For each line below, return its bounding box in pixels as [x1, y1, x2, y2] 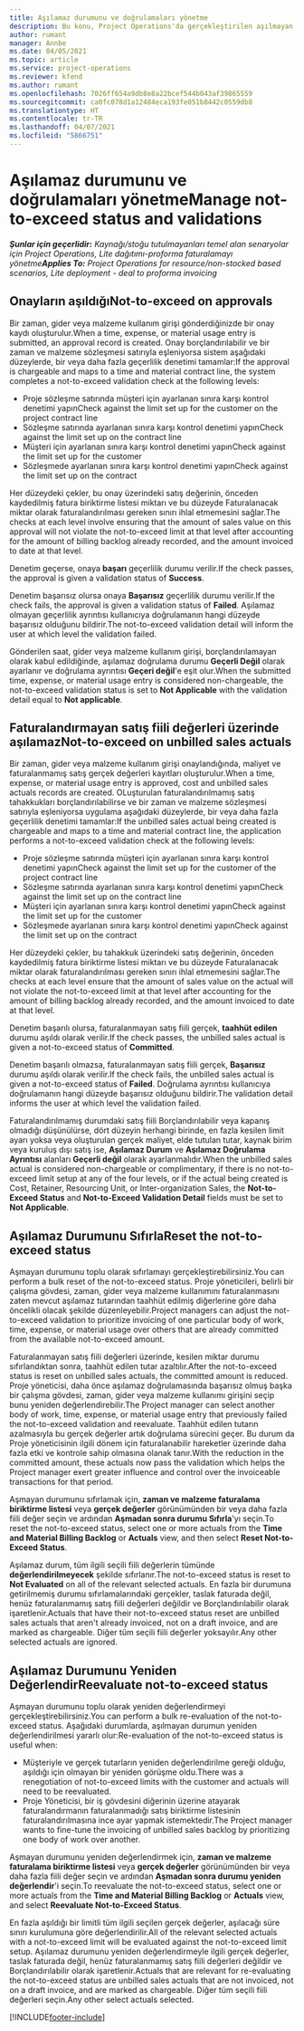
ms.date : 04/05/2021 [9, 47, 88, 56]
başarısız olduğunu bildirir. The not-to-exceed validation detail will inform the [9, 618, 294, 629]
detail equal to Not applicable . [9, 694, 123, 704]
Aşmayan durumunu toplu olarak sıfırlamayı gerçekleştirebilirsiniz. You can [9, 1267, 285, 1278]
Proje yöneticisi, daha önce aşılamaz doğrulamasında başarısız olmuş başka [9, 1380, 292, 1391]
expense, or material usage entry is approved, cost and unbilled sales [9, 778, 269, 789]
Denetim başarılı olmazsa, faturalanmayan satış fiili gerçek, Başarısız [9, 1059, 266, 1070]
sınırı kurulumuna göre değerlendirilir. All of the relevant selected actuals [9, 1927, 278, 1938]
